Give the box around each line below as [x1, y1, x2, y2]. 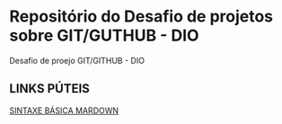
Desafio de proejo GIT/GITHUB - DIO [9, 55, 145, 66]
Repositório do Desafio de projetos [9, 6, 274, 27]
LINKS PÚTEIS [9, 81, 90, 96]
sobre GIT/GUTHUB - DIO [9, 25, 199, 46]
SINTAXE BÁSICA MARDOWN [9, 105, 119, 116]
